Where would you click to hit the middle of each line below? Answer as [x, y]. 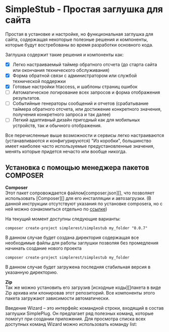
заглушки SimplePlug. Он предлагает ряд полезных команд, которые [79, 314]
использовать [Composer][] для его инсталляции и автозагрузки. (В [78, 198]
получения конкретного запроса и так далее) [62, 114]
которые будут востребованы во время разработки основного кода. [79, 45]
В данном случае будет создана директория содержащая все [72, 238]
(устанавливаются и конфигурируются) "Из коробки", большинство [78, 141]
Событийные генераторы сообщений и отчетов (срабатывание [80, 103]
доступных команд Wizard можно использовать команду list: [71, 324]
